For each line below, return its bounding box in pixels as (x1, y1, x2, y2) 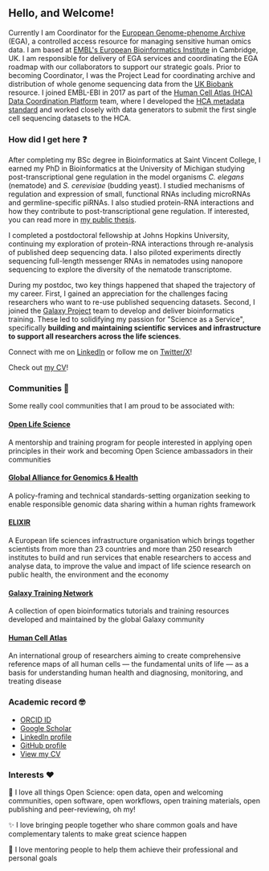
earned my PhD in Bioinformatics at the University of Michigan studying (8, 164, 245, 174)
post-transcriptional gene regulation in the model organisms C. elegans (8, 172, 245, 182)
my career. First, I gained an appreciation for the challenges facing (8, 289, 228, 298)
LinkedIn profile (19, 732, 72, 742)
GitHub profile (19, 740, 67, 750)
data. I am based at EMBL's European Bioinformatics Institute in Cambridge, (8, 44, 259, 55)
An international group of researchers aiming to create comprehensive (8, 651, 241, 660)
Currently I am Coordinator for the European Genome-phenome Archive (8, 27, 246, 37)
